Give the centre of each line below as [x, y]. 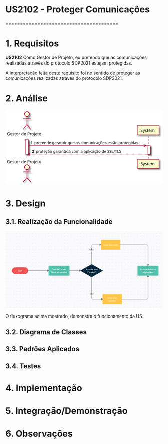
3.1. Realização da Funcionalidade [59, 222]
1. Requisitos [32, 44]
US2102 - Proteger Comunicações [78, 9]
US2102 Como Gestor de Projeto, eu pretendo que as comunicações [76, 57]
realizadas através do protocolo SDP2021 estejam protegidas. [69, 63]
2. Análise [26, 99]
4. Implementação [44, 388]
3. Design [25, 203]
